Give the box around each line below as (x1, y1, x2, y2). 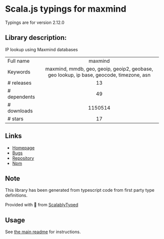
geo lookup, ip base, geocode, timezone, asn (48, 72, 151, 78)
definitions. (5, 192, 28, 198)
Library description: (5, 34, 67, 42)
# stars (7, 115, 23, 122)
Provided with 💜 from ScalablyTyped (5, 202, 79, 208)
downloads (7, 107, 33, 114)
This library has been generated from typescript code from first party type (5, 187, 155, 193)
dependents (7, 93, 35, 100)
